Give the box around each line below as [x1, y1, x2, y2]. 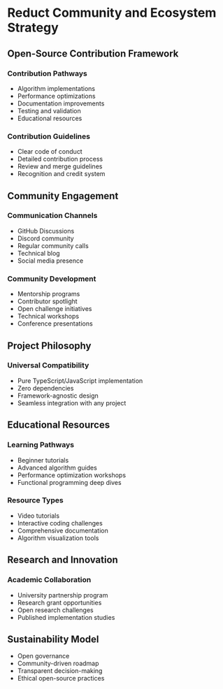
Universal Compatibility [7, 361, 89, 370]
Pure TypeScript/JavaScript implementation [17, 376, 143, 385]
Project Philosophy [7, 340, 92, 351]
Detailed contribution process [17, 155, 103, 164]
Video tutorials [17, 512, 60, 520]
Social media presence [17, 256, 84, 265]
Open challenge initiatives [17, 305, 92, 313]
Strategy [7, 20, 59, 36]
